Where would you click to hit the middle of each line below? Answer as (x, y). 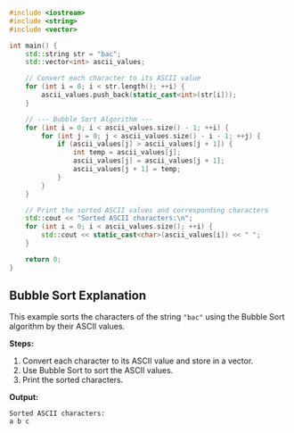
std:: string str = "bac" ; (73, 54)
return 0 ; (44, 259)
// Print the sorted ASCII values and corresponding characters (147, 210)
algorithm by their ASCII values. (67, 327)
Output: (24, 397)
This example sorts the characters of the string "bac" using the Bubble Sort (147, 317)
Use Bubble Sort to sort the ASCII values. (98, 371)
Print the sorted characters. (73, 380)
